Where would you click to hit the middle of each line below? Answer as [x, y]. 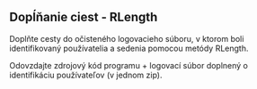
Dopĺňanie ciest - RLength [84, 17]
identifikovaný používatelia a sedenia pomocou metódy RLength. [129, 48]
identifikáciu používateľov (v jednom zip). [86, 75]
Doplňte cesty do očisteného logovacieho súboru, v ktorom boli [127, 38]
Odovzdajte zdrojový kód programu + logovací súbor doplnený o [129, 65]
